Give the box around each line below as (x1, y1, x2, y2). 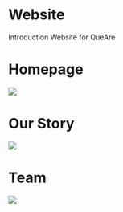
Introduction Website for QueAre (8, 32, 116, 42)
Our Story (8, 115, 75, 133)
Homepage (8, 60, 84, 79)
